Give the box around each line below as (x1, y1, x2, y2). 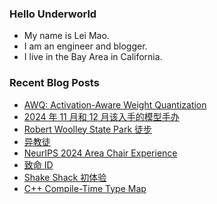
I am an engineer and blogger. (23, 40, 148, 52)
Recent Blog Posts (9, 76, 100, 90)
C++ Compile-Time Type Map (23, 182, 147, 194)
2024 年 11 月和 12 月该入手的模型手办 (23, 110, 180, 122)
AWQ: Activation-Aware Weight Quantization (23, 98, 207, 111)
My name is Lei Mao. (23, 30, 110, 42)
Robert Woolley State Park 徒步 (23, 123, 153, 135)
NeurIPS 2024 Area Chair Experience (23, 147, 178, 159)
